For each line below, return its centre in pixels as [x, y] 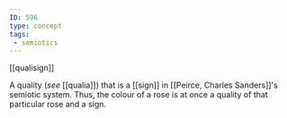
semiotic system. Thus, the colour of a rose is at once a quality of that [139, 95]
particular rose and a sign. [58, 105]
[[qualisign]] [32, 68]
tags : [19, 34]
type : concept [36, 26]
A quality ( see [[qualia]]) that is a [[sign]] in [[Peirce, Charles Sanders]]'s [144, 85]
